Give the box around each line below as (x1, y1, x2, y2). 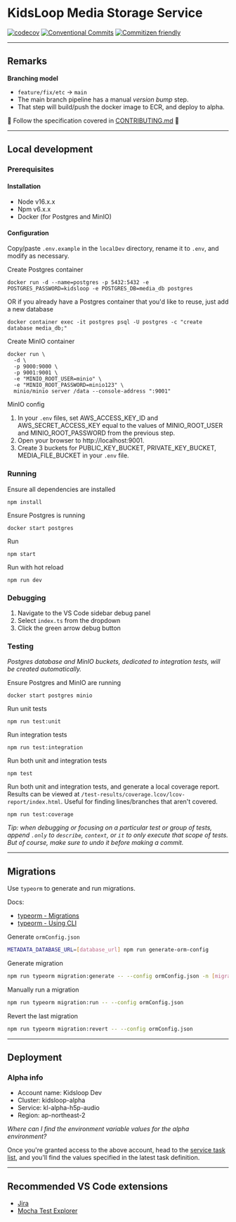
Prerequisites (7, 164, 54, 174)
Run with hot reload (7, 562, 64, 572)
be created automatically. (7, 665, 82, 674)
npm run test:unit (7, 718, 61, 725)
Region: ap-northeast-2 (17, 1111, 86, 1120)
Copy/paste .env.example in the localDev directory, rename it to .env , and (7, 245, 219, 253)
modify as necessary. (7, 252, 70, 260)
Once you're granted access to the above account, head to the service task (7, 1146, 226, 1154)
